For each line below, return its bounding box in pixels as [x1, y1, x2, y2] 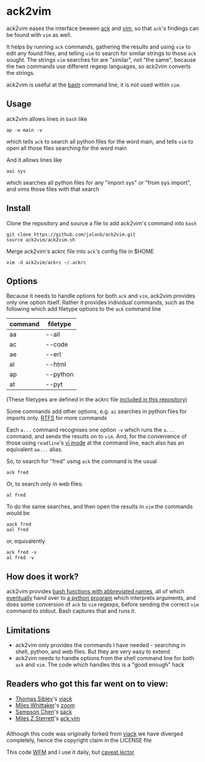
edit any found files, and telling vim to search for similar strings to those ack [6, 49, 196, 56]
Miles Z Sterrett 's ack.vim [15, 714, 80, 722]
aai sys [6, 168, 26, 174]
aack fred [6, 521, 32, 527]
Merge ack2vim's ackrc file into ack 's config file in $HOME [6, 247, 155, 255]
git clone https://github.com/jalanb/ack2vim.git [6, 231, 136, 238]
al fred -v [6, 554, 34, 561]
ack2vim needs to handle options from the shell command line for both [15, 655, 195, 661]
